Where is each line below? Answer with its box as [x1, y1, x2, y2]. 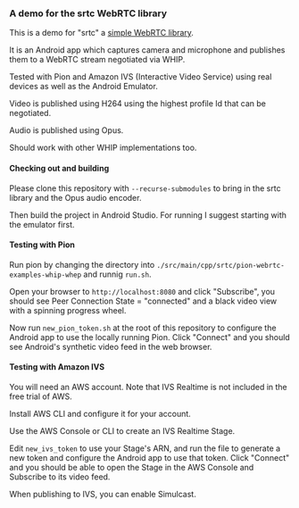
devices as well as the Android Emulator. [9, 81, 158, 92]
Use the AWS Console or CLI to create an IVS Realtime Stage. [9, 425, 236, 436]
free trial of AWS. [9, 391, 73, 402]
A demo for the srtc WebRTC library [9, 7, 168, 20]
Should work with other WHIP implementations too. [9, 142, 197, 154]
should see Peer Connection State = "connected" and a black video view [9, 296, 278, 306]
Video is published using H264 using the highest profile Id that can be [9, 98, 266, 109]
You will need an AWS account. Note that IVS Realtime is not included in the [9, 381, 287, 392]
